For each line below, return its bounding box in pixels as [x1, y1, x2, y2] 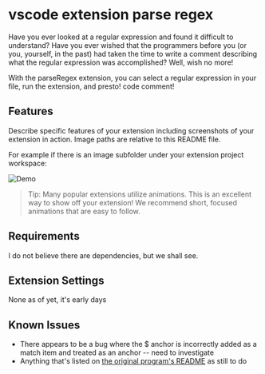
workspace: [8, 158, 47, 168]
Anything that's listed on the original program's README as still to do [19, 356, 247, 366]
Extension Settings [8, 273, 105, 287]
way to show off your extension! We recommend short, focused [27, 197, 238, 207]
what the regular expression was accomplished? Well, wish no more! [8, 58, 234, 67]
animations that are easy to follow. [27, 206, 141, 216]
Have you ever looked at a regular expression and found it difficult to [8, 32, 234, 42]
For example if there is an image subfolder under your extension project [8, 149, 244, 159]
